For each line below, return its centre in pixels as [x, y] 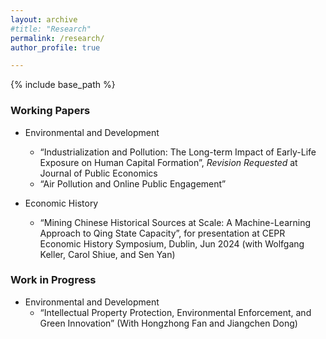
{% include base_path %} [63, 85]
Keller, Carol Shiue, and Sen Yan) [107, 254]
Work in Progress [53, 280]
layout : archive [44, 19]
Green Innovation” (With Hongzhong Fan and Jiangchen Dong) [168, 323]
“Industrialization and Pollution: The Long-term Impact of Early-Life [178, 152]
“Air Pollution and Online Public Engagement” [133, 183]
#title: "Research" [51, 29]
